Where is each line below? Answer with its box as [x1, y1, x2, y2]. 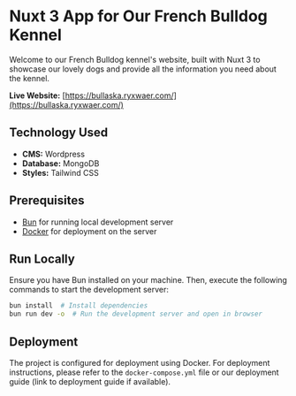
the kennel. [9, 72, 50, 83]
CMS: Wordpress [21, 148, 86, 159]
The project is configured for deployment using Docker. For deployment [9, 357, 270, 368]
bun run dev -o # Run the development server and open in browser [9, 309, 263, 319]
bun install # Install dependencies [9, 301, 148, 310]
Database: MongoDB [21, 157, 100, 169]
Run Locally [9, 251, 75, 266]
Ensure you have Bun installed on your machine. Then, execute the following [9, 275, 287, 286]
